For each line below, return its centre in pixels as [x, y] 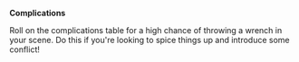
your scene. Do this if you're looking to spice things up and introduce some [149, 40]
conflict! [25, 49]
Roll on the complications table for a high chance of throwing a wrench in [146, 30]
